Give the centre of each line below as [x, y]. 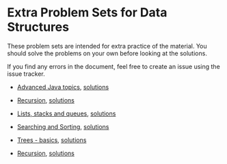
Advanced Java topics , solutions [63, 87]
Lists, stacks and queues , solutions [66, 113]
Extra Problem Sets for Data [87, 13]
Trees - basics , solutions [52, 140]
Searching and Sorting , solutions [63, 126]
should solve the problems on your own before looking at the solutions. [107, 53]
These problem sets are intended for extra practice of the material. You [107, 46]
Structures [38, 27]
